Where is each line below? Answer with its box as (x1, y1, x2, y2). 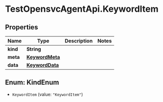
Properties (5, 23, 38, 31)
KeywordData (26, 62, 59, 68)
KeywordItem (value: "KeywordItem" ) (12, 91, 83, 97)
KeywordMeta (26, 54, 60, 60)
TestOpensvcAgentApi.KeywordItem (5, 3, 159, 15)
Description (64, 38, 93, 44)
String (26, 46, 41, 52)
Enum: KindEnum (5, 78, 59, 87)
